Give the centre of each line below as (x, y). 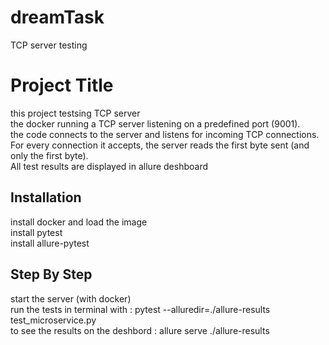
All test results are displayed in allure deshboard (109, 166)
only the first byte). (49, 155)
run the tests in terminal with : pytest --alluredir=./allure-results (140, 309)
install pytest (36, 232)
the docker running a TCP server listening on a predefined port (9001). (155, 123)
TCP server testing (49, 45)
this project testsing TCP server (75, 113)
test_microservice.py (53, 320)
